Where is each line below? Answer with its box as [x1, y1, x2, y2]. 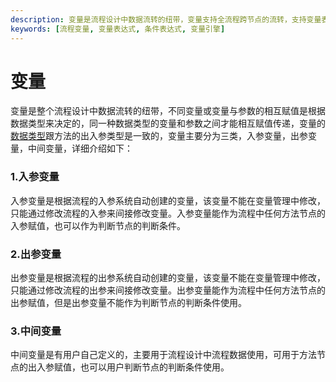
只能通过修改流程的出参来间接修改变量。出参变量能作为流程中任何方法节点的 [10, 284, 326, 296]
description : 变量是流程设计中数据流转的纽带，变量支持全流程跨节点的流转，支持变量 [10, 14, 322, 25]
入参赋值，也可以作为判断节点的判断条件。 [10, 219, 186, 231]
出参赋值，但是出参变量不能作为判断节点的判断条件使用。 [10, 297, 247, 309]
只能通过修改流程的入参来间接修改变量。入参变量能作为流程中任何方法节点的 [10, 207, 326, 219]
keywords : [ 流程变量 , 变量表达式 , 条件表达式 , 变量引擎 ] [10, 24, 226, 34]
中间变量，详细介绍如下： [27, 142, 133, 155]
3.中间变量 [10, 324, 62, 338]
